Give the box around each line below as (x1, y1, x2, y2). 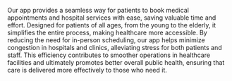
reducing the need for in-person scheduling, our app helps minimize (7, 36, 206, 44)
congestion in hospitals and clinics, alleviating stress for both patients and (7, 44, 222, 51)
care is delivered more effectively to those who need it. (7, 66, 168, 74)
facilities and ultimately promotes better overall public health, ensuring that (7, 58, 225, 66)
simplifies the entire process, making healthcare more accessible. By (7, 28, 208, 37)
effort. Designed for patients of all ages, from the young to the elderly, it (7, 21, 216, 29)
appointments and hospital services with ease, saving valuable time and (7, 13, 216, 22)
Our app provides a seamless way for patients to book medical (7, 6, 189, 14)
